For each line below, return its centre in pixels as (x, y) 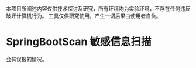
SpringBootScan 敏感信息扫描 (79, 42)
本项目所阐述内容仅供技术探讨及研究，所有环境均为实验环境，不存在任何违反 (98, 8)
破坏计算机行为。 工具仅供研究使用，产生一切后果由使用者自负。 (84, 16)
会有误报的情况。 (27, 59)
